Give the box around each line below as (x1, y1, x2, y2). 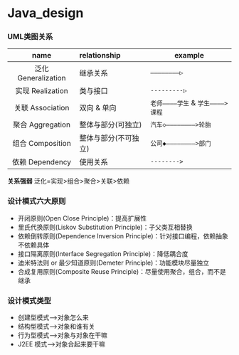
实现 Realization (15, 86, 69, 96)
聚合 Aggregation (13, 120, 71, 129)
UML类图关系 (7, 32, 53, 42)
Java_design (7, 5, 84, 21)
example (174, 51, 204, 60)
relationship (79, 51, 121, 60)
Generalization (17, 73, 66, 83)
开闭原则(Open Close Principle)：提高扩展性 (17, 213, 147, 222)
